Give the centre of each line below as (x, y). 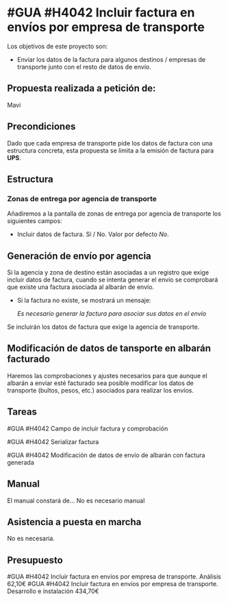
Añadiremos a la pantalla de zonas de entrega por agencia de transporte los (114, 213)
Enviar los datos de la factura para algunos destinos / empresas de (111, 59)
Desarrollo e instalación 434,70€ (53, 591)
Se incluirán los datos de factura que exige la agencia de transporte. (103, 327)
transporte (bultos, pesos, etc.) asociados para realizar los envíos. (100, 390)
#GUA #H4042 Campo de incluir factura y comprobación (88, 428)
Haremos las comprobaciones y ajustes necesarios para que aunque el (107, 375)
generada (21, 462)
